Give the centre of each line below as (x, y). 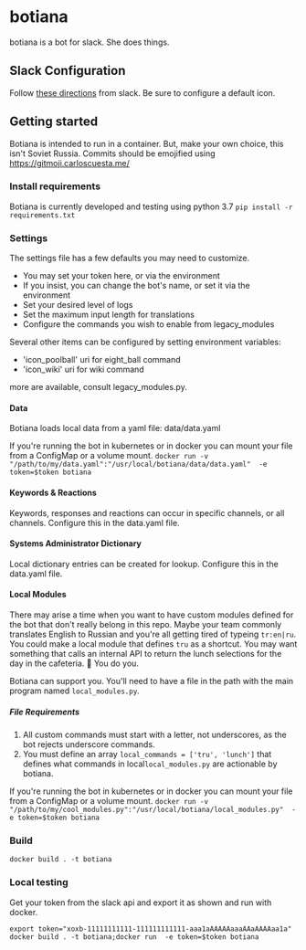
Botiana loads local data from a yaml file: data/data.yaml (115, 428)
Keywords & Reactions (53, 492)
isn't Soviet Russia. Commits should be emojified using (113, 153)
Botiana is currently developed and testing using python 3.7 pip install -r (151, 206)
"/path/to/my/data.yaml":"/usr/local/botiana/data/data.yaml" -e (138, 464)
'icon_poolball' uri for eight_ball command (101, 360)
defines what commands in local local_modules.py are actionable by (150, 764)
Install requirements (55, 186)
